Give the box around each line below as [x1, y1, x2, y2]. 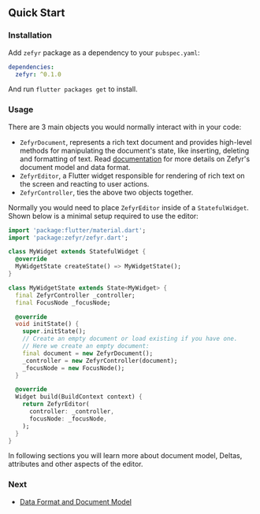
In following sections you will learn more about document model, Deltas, [8, 451, 243, 460]
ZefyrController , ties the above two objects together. [19, 187, 194, 197]
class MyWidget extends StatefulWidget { [8, 248, 147, 256]
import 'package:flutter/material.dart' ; [8, 226, 147, 235]
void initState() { [15, 320, 80, 328]
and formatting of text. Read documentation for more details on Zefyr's [19, 153, 251, 164]
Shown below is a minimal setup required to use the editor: [8, 211, 199, 220]
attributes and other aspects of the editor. [8, 460, 143, 469]
